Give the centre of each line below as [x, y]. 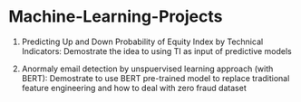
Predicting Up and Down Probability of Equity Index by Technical [142, 42]
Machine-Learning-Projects [116, 17]
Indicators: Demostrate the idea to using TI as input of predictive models [156, 51]
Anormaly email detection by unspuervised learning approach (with [147, 69]
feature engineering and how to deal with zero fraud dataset [134, 88]
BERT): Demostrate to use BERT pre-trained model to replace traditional [155, 78]
